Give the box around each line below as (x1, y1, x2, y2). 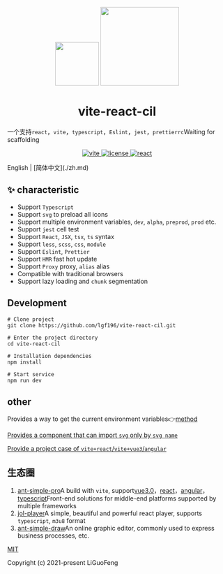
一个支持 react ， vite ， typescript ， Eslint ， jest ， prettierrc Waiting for (7, 127, 215, 136)
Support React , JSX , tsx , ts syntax (17, 232, 115, 241)
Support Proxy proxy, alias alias (17, 262, 110, 271)
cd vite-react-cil (7, 340, 61, 347)
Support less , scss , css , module (17, 240, 107, 248)
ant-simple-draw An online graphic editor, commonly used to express (17, 524, 215, 533)
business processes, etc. (17, 531, 89, 540)
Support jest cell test (17, 224, 79, 234)
